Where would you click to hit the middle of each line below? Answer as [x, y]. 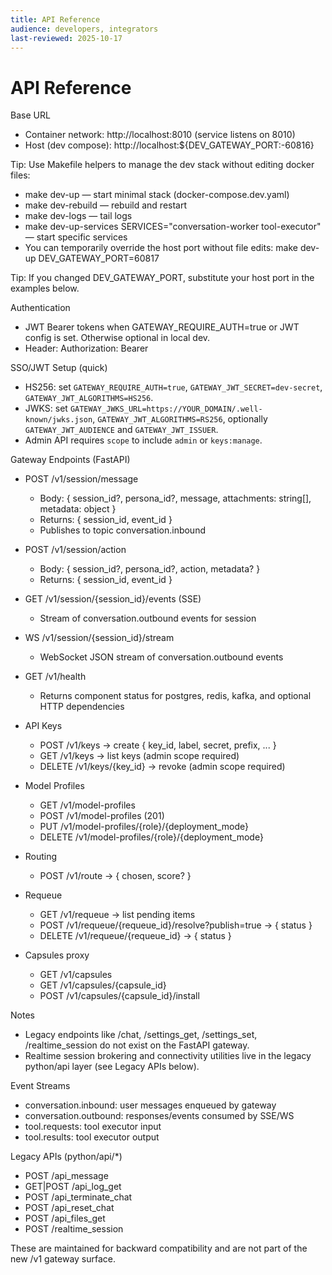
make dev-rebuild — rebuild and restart [106, 205]
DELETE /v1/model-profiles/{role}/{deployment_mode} [151, 837]
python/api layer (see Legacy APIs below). [112, 1067]
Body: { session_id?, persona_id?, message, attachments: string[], [175, 498]
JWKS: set [46, 408]
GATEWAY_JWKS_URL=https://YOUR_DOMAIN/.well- [166, 409]
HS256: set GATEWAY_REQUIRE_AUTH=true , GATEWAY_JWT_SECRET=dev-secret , [173, 387]
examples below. [45, 288]
